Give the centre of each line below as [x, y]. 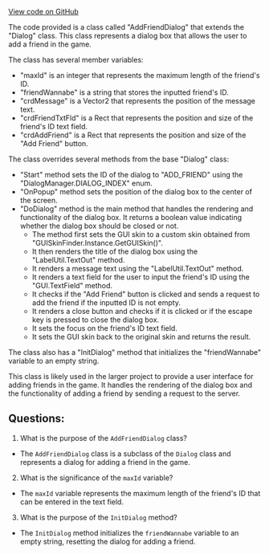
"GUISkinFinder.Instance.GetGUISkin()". [97, 243]
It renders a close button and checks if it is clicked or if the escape [142, 311]
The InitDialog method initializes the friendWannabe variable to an [129, 532]
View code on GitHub [43, 12]
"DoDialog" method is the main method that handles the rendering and [137, 209]
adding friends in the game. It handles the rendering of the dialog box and [130, 385]
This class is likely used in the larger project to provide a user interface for [131, 376]
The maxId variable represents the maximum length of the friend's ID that [140, 493]
